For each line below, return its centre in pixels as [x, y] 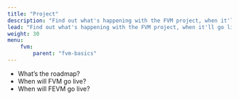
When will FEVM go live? [54, 89]
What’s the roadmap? [49, 73]
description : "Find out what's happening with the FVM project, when [113, 21]
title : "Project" [33, 14]
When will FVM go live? [52, 81]
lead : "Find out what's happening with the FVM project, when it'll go [116, 27]
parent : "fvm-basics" [65, 54]
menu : [15, 40]
